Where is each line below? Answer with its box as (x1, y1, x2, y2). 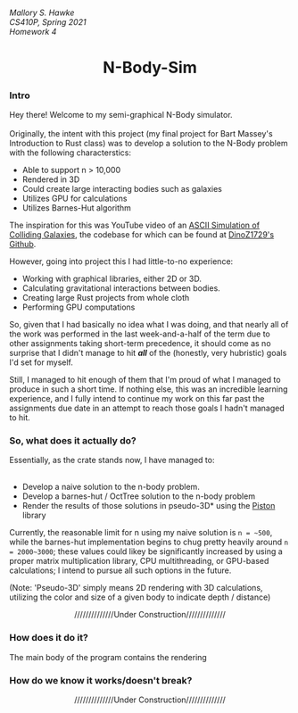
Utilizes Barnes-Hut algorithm (21, 203, 132, 213)
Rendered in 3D (21, 174, 80, 185)
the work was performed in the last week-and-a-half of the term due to (9, 328, 270, 339)
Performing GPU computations (21, 302, 136, 312)
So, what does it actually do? (9, 435, 137, 446)
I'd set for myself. (9, 357, 73, 368)
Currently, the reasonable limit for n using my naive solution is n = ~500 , (9, 527, 273, 538)
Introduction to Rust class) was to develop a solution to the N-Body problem (9, 138, 288, 149)
